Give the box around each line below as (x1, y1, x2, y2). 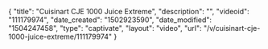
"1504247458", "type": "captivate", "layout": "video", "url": (8, 24, 202, 32)
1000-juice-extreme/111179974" (8, 32, 113, 41)
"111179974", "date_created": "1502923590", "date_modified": (8, 15, 212, 24)
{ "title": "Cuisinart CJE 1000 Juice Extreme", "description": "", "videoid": (8, 7, 249, 16)
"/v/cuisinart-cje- (203, 24, 261, 32)
